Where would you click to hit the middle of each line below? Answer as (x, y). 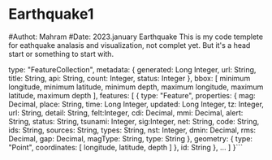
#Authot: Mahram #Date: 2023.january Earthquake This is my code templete (136, 37)
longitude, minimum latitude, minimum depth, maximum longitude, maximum (136, 87)
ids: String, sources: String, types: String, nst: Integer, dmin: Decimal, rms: (132, 130)
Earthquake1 (51, 14)
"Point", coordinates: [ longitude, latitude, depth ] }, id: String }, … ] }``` (126, 147)
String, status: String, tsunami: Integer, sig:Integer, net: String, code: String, (134, 121)
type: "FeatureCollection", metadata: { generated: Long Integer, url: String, (132, 69)
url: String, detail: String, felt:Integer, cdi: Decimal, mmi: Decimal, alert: (126, 112)
